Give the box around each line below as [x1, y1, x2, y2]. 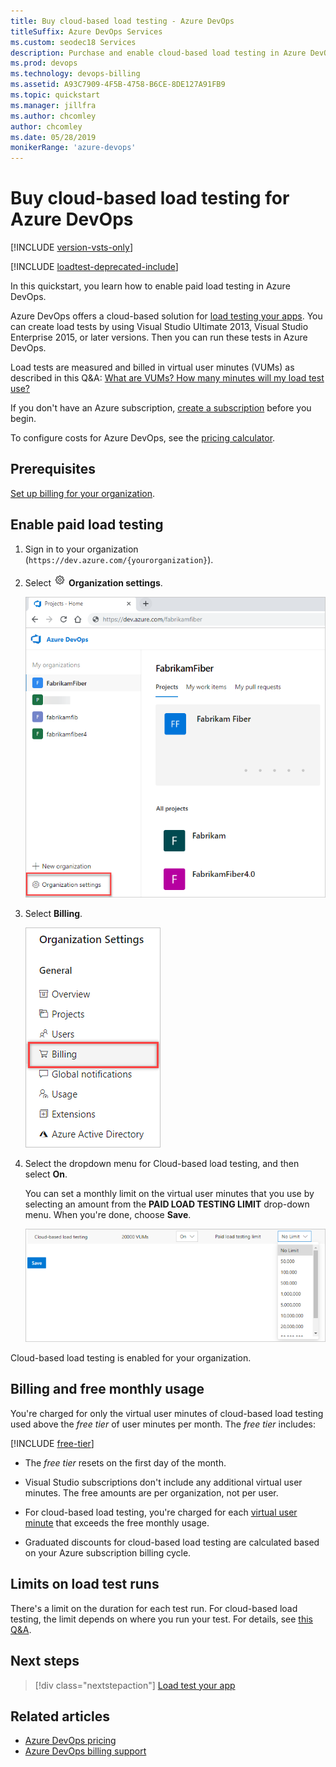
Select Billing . [24, 907, 83, 919]
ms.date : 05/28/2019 [10, 132, 97, 142]
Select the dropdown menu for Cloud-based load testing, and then [24, 1157, 300, 1169]
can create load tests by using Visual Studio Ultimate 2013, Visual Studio [10, 321, 309, 333]
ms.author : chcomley [10, 111, 97, 121]
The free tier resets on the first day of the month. [24, 1456, 227, 1469]
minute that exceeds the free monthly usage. [24, 1516, 210, 1529]
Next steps [10, 1653, 80, 1670]
